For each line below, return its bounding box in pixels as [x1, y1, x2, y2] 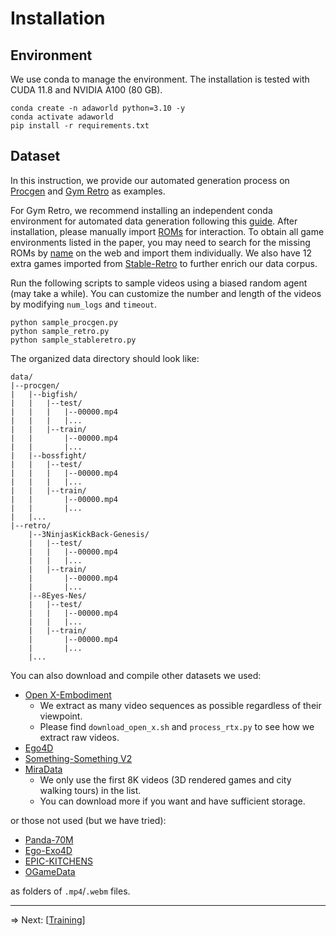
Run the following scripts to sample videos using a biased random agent [10, 277, 308, 289]
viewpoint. [39, 710, 83, 722]
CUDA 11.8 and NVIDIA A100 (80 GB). [10, 84, 163, 96]
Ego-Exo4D [24, 844, 73, 856]
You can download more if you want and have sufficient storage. [39, 795, 306, 807]
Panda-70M [24, 833, 74, 846]
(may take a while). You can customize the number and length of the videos [10, 287, 322, 299]
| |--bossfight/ [10, 450, 87, 461]
